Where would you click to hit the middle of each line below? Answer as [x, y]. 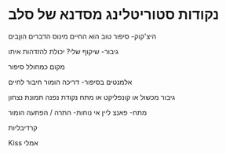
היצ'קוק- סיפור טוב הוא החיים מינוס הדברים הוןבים [82, 36]
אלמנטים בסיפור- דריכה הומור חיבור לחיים [70, 82]
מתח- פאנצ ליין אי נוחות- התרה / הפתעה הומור [78, 112]
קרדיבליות [23, 127]
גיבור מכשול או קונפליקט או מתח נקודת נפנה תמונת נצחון [91, 97]
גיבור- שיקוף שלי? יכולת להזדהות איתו [64, 51]
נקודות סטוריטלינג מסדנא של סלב [114, 15]
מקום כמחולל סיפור [36, 66]
